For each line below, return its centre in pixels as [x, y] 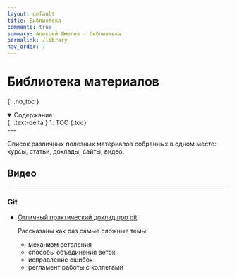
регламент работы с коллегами [75, 267]
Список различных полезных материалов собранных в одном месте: [112, 144]
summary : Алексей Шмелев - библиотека [64, 34]
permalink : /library [38, 40]
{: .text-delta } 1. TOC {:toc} [47, 122]
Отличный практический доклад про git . [78, 217]
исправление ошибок [60, 260]
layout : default [31, 14]
